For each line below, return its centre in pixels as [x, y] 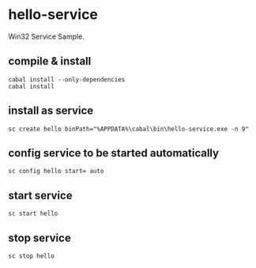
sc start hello [33, 214]
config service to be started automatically [114, 153]
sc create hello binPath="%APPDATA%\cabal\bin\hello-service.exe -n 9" [128, 129]
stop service [40, 238]
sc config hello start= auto [56, 172]
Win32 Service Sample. [46, 36]
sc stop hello [32, 256]
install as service [51, 111]
